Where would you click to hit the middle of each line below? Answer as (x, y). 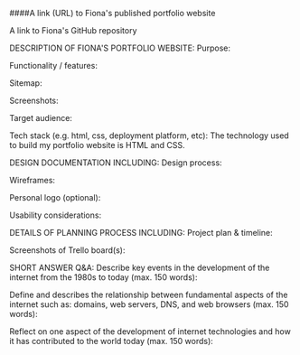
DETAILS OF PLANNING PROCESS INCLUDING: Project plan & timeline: (141, 233)
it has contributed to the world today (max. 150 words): (112, 341)
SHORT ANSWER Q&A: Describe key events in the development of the (140, 267)
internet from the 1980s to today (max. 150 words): (103, 277)
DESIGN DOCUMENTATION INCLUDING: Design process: (116, 163)
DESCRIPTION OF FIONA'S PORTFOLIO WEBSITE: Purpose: (120, 48)
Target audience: (41, 118)
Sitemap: (26, 83)
